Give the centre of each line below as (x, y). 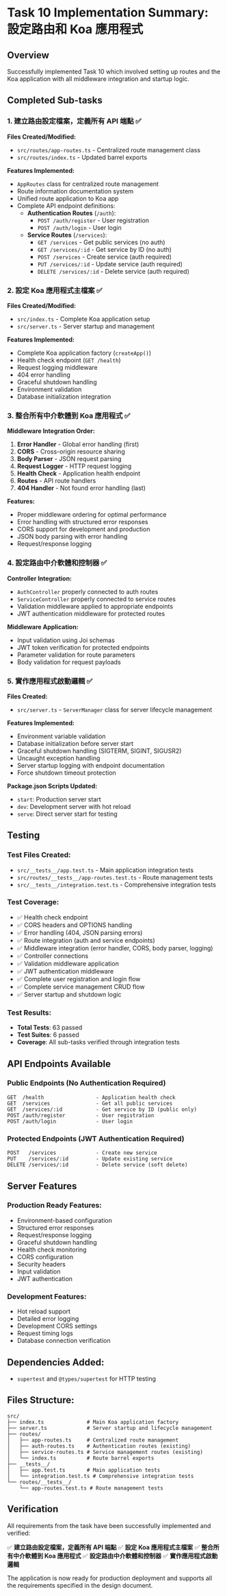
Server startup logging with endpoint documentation (91, 765)
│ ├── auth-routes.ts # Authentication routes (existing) (99, 1446)
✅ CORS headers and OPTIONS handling (75, 925)
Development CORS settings (57, 1326)
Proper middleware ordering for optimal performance (92, 515)
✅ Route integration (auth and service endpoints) (86, 940)
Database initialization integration (64, 397)
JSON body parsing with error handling (72, 537)
